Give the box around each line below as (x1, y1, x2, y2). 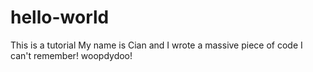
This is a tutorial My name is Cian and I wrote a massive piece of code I (10, 39, 303, 51)
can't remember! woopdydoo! (10, 49, 133, 61)
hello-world (10, 6, 110, 29)
